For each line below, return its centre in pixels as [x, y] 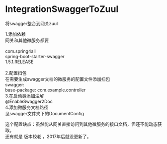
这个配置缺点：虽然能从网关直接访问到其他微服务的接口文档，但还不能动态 [81, 124]
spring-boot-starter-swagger [35, 56]
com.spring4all [20, 51]
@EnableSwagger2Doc [29, 101]
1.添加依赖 [15, 34]
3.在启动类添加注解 [25, 96]
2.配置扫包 [16, 72]
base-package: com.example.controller [45, 90]
